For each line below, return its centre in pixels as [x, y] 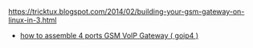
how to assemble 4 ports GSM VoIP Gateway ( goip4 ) [109, 36]
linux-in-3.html [33, 20]
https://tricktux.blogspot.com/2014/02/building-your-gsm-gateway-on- [126, 12]
